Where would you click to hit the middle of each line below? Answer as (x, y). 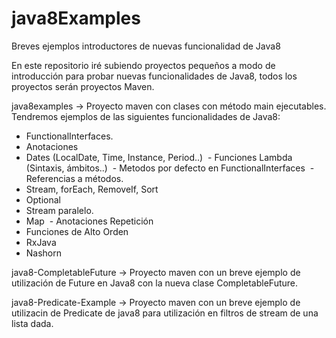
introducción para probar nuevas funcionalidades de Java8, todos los (154, 76)
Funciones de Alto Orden (77, 231)
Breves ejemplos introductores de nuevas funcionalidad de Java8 (146, 46)
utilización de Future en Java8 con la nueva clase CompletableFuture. (155, 283)
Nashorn (44, 253)
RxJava (41, 242)
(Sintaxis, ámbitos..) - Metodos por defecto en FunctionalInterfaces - (170, 168)
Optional (43, 199)
